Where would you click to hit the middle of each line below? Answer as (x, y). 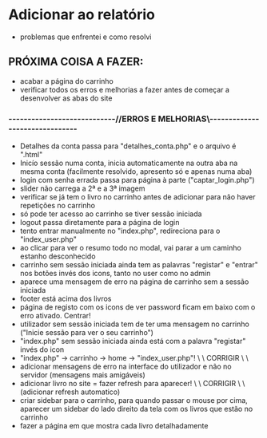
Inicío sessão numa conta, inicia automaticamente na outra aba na (129, 163)
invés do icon (42, 349)
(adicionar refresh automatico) (70, 392)
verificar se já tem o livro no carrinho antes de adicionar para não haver (137, 197)
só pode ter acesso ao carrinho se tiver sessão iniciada (111, 214)
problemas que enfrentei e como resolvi (86, 37)
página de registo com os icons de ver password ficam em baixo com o (137, 307)
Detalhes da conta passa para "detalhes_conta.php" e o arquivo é (128, 146)
